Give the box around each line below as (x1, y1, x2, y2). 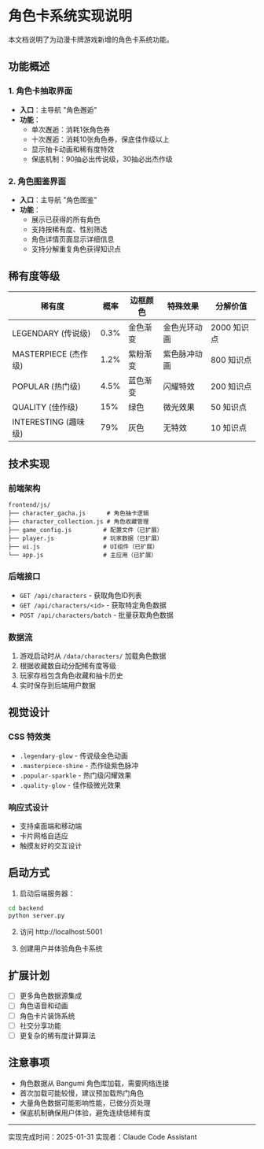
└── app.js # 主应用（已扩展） (8, 552, 157, 560)
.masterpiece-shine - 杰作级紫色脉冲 (19, 760, 139, 770)
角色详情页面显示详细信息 (31, 234, 115, 244)
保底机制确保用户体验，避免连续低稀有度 (19, 1107, 151, 1118)
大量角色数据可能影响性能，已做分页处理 (19, 1098, 151, 1107)
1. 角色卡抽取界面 (8, 86, 73, 97)
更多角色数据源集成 (19, 991, 82, 1000)
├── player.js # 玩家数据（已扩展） (8, 534, 163, 543)
